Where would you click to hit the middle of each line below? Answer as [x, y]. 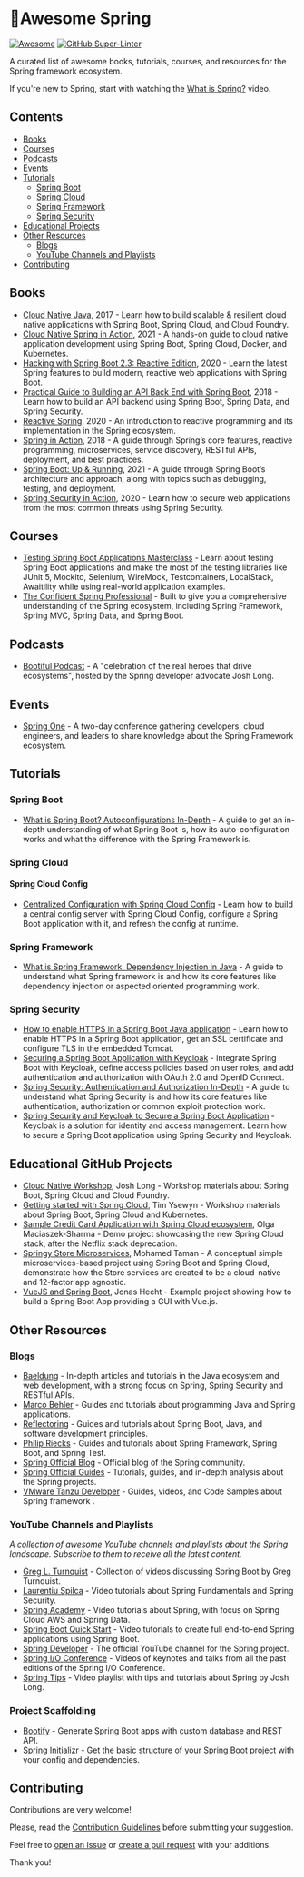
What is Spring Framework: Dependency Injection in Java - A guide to [153, 967]
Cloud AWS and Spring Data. [76, 1620]
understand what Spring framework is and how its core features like [149, 977]
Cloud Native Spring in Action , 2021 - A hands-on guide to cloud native [155, 334]
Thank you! [30, 1862]
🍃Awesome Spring [80, 19]
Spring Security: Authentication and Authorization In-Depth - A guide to [156, 1087]
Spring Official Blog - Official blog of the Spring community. [134, 1462]
